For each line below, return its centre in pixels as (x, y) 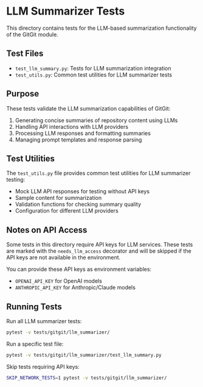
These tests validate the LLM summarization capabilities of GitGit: (88, 108)
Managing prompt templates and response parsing (78, 139)
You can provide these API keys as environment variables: (79, 269)
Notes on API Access (47, 230)
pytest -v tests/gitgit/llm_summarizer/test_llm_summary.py (84, 355)
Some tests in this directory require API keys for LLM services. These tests (100, 245)
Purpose (23, 94)
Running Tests (34, 307)
